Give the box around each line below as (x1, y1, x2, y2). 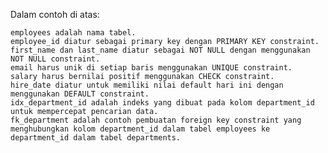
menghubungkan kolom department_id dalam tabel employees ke (10, 124, 271, 134)
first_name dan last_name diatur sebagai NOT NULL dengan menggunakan (10, 45, 311, 55)
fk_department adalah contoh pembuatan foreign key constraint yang (10, 115, 302, 125)
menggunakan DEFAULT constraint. (10, 89, 150, 99)
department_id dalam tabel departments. (10, 133, 182, 143)
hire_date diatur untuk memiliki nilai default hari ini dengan (10, 80, 284, 90)
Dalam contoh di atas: (10, 9, 100, 20)
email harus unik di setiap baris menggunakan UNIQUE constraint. (10, 63, 293, 73)
